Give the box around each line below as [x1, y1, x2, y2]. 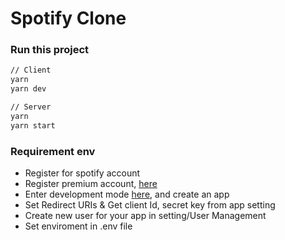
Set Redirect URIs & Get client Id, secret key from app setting [24, 199, 276, 211]
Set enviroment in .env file [24, 220, 133, 232]
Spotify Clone [10, 7, 127, 30]
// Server [10, 102, 52, 112]
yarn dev [10, 84, 47, 94]
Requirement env [10, 144, 96, 158]
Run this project [10, 43, 90, 57]
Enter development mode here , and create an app [24, 188, 230, 201]
